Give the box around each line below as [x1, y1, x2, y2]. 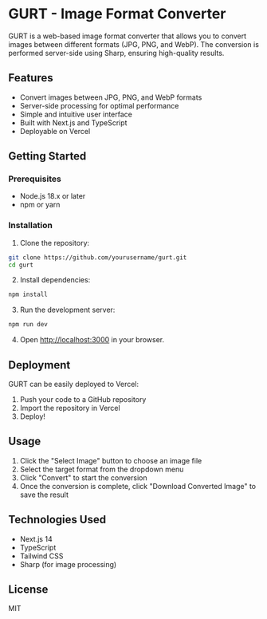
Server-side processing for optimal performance [19, 101, 179, 110]
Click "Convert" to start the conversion [19, 472, 147, 483]
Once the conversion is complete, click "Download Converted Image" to [19, 481, 257, 491]
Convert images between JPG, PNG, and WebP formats [19, 93, 202, 102]
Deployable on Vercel [19, 126, 91, 136]
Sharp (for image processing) [19, 559, 117, 569]
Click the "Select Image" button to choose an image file [19, 455, 202, 465]
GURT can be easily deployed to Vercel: [8, 380, 139, 389]
